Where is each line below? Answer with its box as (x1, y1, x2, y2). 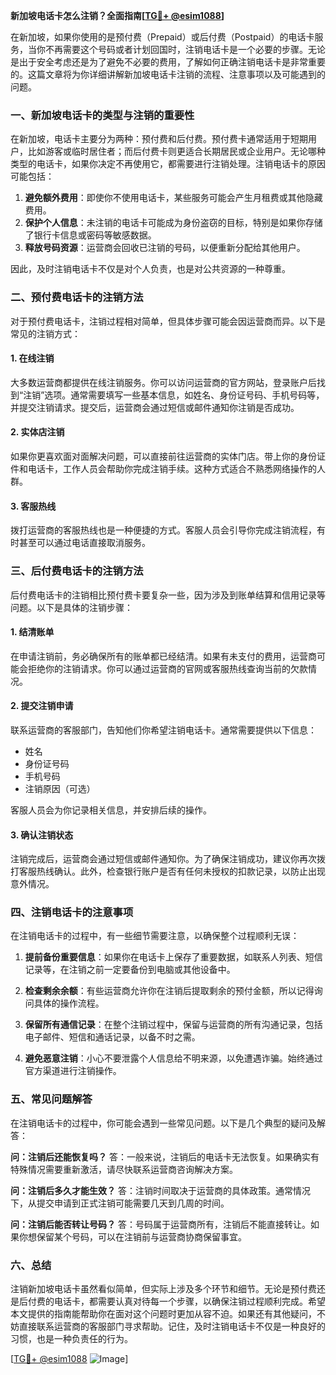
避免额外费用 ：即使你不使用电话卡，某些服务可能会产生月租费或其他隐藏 (24, 192, 323, 204)
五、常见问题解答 (10, 1092, 93, 1106)
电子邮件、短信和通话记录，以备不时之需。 (24, 1031, 201, 1043)
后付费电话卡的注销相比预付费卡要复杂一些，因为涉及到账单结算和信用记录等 (10, 589, 326, 601)
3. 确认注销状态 (10, 829, 74, 841)
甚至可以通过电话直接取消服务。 (18, 537, 151, 549)
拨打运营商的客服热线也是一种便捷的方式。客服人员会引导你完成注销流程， (10, 524, 317, 536)
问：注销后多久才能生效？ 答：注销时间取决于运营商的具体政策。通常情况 (10, 1184, 311, 1196)
